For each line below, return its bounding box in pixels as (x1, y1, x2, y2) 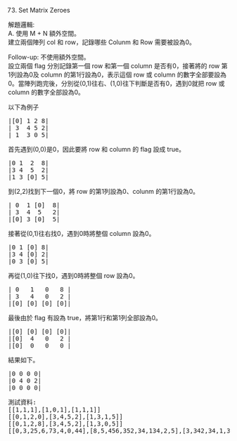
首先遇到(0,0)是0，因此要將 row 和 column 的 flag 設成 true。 (8, 145, 186, 153)
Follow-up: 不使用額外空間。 (8, 53, 90, 61)
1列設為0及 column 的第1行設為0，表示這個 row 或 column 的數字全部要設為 (8, 70, 227, 79)
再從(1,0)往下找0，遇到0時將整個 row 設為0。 (8, 272, 139, 279)
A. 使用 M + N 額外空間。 (8, 29, 80, 37)
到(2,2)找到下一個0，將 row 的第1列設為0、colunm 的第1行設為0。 (8, 187, 200, 195)
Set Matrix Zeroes (18, 6, 70, 14)
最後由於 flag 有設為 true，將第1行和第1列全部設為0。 (8, 314, 162, 322)
